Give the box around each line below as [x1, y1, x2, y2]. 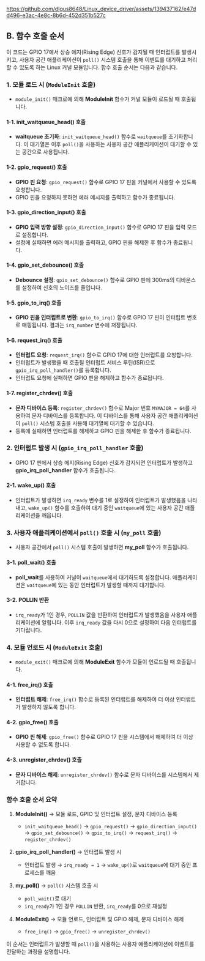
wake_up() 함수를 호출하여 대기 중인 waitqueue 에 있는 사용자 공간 [28, 504, 184, 511]
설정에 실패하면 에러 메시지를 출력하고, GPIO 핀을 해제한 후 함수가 [15, 239, 172, 246]
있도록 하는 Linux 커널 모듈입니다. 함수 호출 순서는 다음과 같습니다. [19, 64, 178, 71]
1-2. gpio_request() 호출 [6, 163, 67, 171]
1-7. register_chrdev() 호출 [6, 389, 73, 396]
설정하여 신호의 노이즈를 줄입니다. [21, 284, 102, 291]
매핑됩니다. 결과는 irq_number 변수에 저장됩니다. [21, 321, 138, 329]
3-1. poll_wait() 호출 [6, 558, 56, 566]
